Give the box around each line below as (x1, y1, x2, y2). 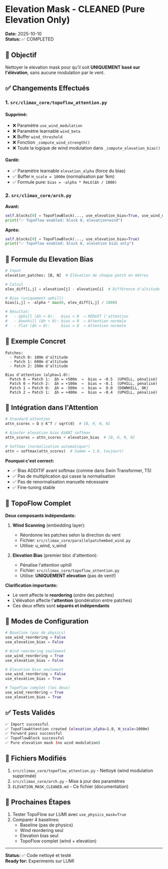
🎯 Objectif (5, 51, 37, 60)
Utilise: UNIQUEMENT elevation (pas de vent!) (19, 572, 116, 579)
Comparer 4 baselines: (12, 816, 60, 822)
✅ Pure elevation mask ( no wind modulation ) (5, 740, 100, 745)
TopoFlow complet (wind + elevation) (19, 837, 97, 844)
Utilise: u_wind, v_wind (19, 542, 66, 549)
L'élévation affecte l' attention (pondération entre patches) (12, 597, 132, 603)
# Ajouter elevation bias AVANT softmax (5, 430, 91, 436)
